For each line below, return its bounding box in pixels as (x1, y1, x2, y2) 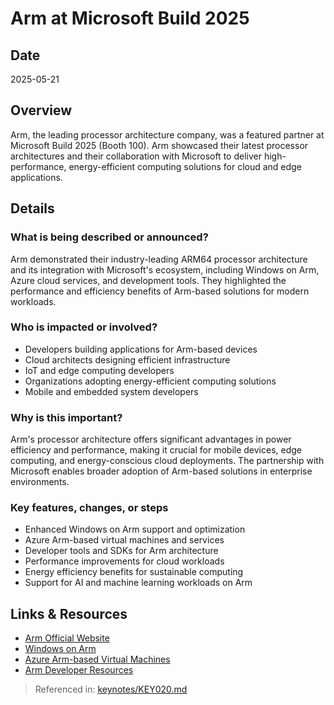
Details (10, 200, 55, 217)
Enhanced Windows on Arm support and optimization (24, 523, 246, 536)
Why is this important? (10, 410, 123, 424)
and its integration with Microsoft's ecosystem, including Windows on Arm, (10, 263, 320, 276)
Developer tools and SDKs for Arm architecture (24, 545, 219, 557)
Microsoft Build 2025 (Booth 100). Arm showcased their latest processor (10, 139, 309, 151)
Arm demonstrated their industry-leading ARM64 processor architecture (10, 253, 308, 265)
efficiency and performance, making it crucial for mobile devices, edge (10, 444, 303, 456)
